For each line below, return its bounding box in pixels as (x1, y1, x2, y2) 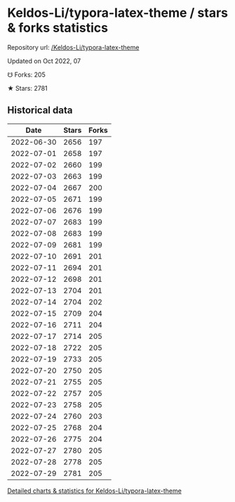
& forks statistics (7, 20, 109, 36)
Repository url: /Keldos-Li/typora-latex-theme (7, 43, 140, 51)
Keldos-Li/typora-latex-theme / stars (7, 5, 228, 21)
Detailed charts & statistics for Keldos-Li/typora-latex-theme (7, 487, 182, 495)
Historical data (7, 104, 73, 117)
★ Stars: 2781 (7, 84, 48, 92)
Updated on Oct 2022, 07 (7, 56, 81, 65)
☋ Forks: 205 (7, 70, 46, 79)
